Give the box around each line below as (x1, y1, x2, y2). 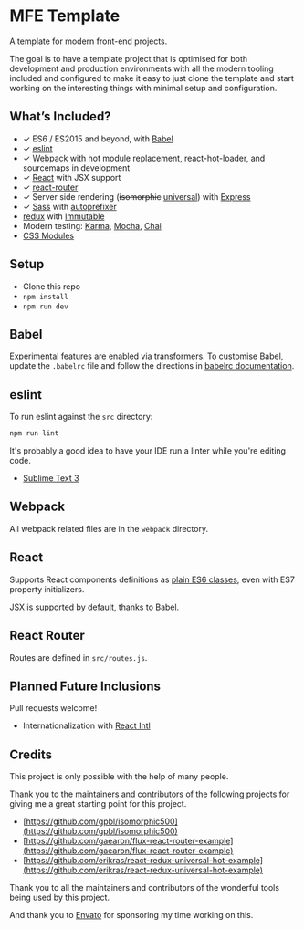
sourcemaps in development (22, 162, 131, 173)
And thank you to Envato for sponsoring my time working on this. (9, 910, 254, 921)
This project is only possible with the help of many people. (9, 771, 229, 782)
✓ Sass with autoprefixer (22, 201, 117, 212)
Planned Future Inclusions (9, 678, 162, 694)
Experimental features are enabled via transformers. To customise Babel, (9, 350, 284, 361)
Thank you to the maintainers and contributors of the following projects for (9, 788, 290, 799)
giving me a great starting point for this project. (9, 799, 187, 809)
